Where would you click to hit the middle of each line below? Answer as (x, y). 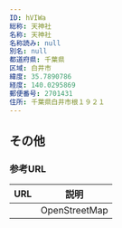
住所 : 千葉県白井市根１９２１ (57, 102)
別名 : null (28, 52)
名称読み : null (35, 43)
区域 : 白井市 (30, 69)
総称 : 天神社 (30, 26)
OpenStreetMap (74, 211)
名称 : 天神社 (30, 34)
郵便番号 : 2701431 (42, 93)
